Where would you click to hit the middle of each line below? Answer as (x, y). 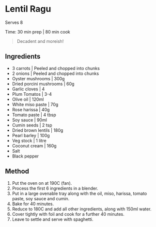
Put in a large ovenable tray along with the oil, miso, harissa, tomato (79, 193)
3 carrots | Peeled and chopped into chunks (56, 68)
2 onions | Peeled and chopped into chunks (55, 73)
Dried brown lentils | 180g (38, 130)
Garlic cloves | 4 (28, 89)
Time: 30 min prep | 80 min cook (38, 32)
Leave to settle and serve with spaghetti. (53, 219)
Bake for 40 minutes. (33, 204)
